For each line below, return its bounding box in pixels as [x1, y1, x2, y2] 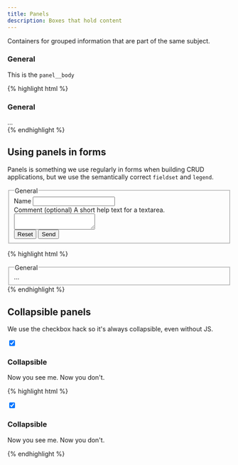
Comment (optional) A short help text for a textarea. [13, 205, 166, 214]
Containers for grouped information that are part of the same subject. [7, 36, 211, 45]
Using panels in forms [7, 146, 107, 159]
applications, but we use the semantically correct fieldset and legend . [7, 172, 215, 181]
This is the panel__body [7, 70, 75, 79]
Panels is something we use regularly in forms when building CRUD [7, 165, 205, 173]
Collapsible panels [7, 306, 91, 318]
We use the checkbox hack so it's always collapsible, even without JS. [7, 325, 214, 333]
